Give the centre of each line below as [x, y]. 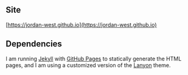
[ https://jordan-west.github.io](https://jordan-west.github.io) [81, 24]
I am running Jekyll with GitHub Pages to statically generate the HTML [94, 59]
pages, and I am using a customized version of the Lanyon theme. [88, 65]
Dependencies [34, 44]
